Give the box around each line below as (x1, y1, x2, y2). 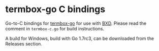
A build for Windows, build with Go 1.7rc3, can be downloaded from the (5, 35, 154, 41)
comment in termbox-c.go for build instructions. (5, 25, 105, 31)
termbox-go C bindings (5, 4, 106, 15)
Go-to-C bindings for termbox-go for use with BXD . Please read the (5, 20, 146, 26)
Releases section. (5, 40, 42, 46)
